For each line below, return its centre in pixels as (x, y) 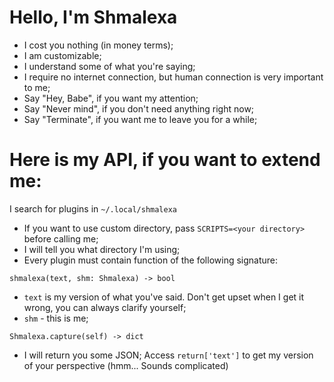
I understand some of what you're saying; (109, 66)
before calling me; (61, 238)
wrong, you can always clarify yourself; (105, 307)
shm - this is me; (56, 318)
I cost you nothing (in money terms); (98, 45)
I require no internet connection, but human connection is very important (173, 77)
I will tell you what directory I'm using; (102, 249)
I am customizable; (62, 55)
